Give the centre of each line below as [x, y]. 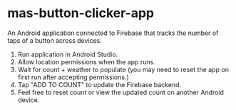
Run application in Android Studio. [68, 54]
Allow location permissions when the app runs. [86, 61]
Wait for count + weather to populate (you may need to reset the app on [123, 69]
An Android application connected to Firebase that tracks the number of [113, 33]
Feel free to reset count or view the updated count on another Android [121, 92]
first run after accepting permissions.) [73, 77]
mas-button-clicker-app [81, 13]
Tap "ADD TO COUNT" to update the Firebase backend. [99, 84]
